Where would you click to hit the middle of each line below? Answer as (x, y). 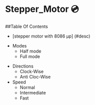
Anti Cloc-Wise (35, 76)
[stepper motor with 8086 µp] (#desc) (51, 36)
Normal (27, 87)
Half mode (30, 51)
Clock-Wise (32, 71)
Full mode (30, 56)
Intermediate (33, 92)
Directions (23, 66)
